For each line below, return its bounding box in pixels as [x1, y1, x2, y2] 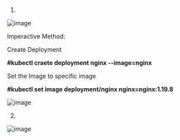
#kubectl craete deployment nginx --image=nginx [7, 59, 152, 67]
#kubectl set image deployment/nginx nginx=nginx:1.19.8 [7, 85, 174, 93]
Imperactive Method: [7, 32, 66, 40]
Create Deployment [7, 46, 62, 53]
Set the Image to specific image [7, 72, 97, 80]
